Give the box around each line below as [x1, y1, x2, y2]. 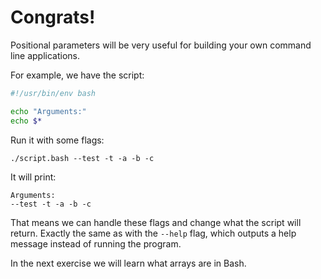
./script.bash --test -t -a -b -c [10, 153, 155, 163]
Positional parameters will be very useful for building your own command [10, 39, 312, 51]
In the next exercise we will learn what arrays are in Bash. [10, 257, 247, 269]
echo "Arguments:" [10, 106, 87, 116]
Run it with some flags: [10, 134, 105, 146]
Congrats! [10, 6, 96, 29]
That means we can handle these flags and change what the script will [10, 216, 302, 228]
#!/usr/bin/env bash [10, 88, 97, 98]
